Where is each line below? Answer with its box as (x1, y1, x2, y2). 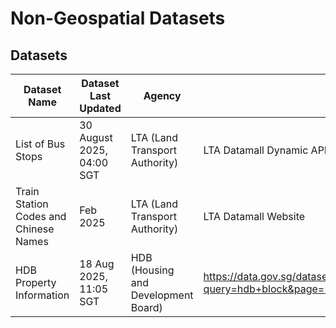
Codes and (15, 210, 67, 223)
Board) (130, 301, 163, 314)
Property (15, 276, 57, 289)
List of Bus (15, 137, 66, 151)
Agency (143, 89, 182, 102)
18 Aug (79, 257, 115, 271)
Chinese (15, 222, 55, 236)
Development (130, 288, 194, 302)
